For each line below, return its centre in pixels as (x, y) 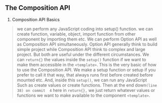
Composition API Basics (36, 19)
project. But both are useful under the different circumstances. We (83, 54)
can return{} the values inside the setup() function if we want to (81, 59)
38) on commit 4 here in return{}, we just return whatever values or (86, 90)
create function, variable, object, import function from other (76, 34)
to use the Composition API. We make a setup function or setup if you (86, 70)
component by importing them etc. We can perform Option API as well (87, 39)
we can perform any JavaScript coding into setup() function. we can (85, 29)
